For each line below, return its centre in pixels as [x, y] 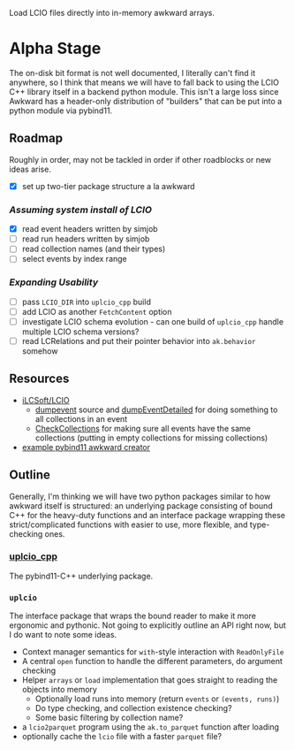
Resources [39, 379]
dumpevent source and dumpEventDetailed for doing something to [156, 409]
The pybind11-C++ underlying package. [81, 576]
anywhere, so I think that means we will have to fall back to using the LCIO [144, 82]
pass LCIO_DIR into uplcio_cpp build [87, 302]
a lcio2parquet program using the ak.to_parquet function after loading [151, 727]
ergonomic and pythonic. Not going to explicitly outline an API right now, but [148, 625]
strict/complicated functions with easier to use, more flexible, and [129, 524]
